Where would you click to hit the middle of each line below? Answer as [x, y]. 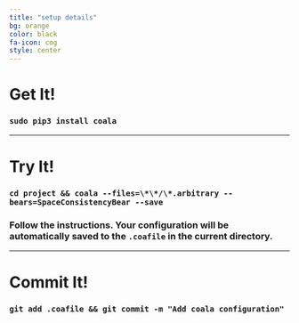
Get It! [32, 95]
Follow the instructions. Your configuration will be [119, 225]
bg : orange [29, 26]
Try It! [32, 166]
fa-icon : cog [33, 42]
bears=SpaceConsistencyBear [70, 202]
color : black [33, 34]
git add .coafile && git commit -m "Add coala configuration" [147, 309]
